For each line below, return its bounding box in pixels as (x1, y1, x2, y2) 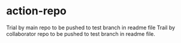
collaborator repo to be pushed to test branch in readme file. (6, 30, 156, 37)
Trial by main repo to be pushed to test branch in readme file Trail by (6, 24, 176, 31)
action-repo (6, 4, 67, 18)
